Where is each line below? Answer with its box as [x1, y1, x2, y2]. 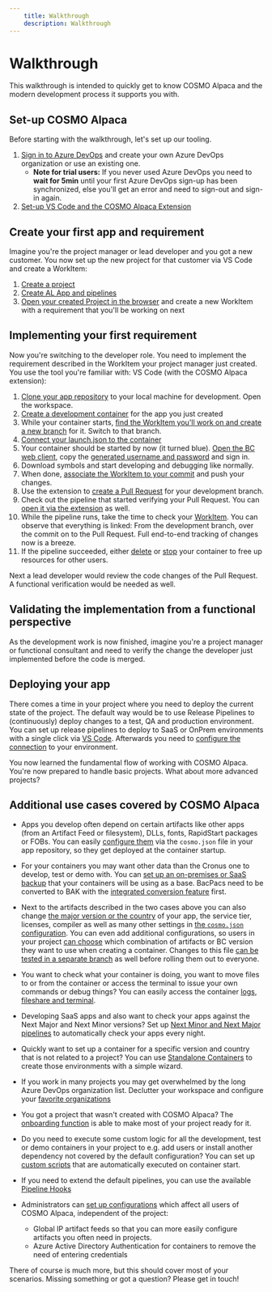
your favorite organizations [20, 1094, 112, 1104]
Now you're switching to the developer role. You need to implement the [9, 349, 247, 360]
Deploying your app [9, 677, 111, 692]
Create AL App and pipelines [20, 288, 117, 298]
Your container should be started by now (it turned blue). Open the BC [20, 443, 256, 453]
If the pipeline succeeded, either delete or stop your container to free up [20, 546, 262, 556]
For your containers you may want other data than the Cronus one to [20, 861, 250, 871]
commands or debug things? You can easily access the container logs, [20, 987, 257, 997]
